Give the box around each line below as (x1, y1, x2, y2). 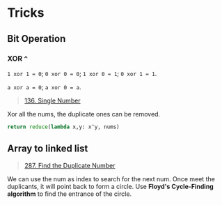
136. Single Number (24, 96, 81, 105)
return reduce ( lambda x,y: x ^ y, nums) (7, 123, 120, 130)
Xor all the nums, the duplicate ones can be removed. (7, 109, 161, 118)
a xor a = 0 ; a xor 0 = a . (7, 82, 81, 91)
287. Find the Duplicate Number (24, 161, 116, 169)
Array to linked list (7, 143, 88, 155)
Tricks (7, 5, 45, 21)
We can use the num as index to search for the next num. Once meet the (7, 174, 216, 183)
